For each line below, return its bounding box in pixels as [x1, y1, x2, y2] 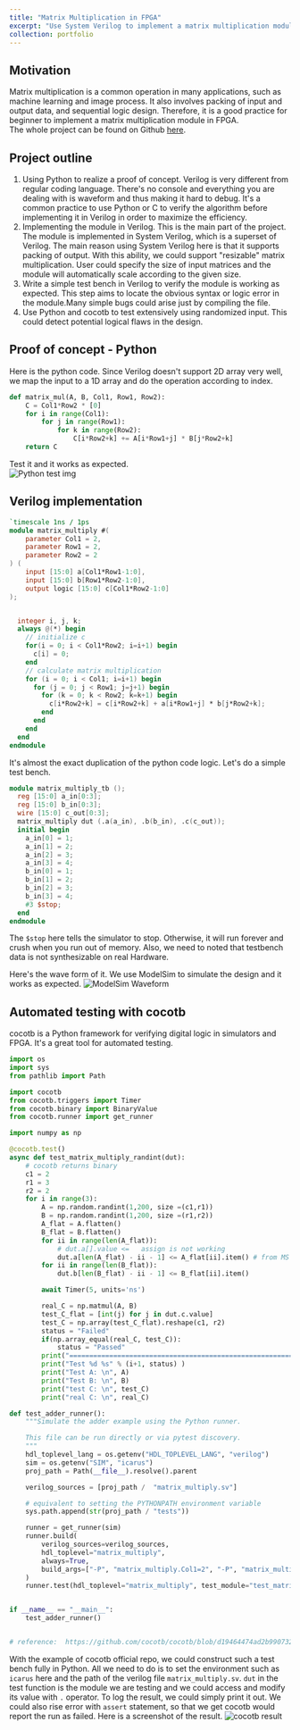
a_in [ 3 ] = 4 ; [25, 858, 74, 867]
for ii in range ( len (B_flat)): [41, 1261, 158, 1270]
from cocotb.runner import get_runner [9, 1113, 154, 1122]
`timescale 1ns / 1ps [9, 517, 90, 527]
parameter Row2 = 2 [25, 551, 98, 560]
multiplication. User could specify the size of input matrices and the [21, 260, 271, 270]
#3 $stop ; [25, 899, 62, 909]
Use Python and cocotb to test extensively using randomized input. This [21, 307, 287, 317]
